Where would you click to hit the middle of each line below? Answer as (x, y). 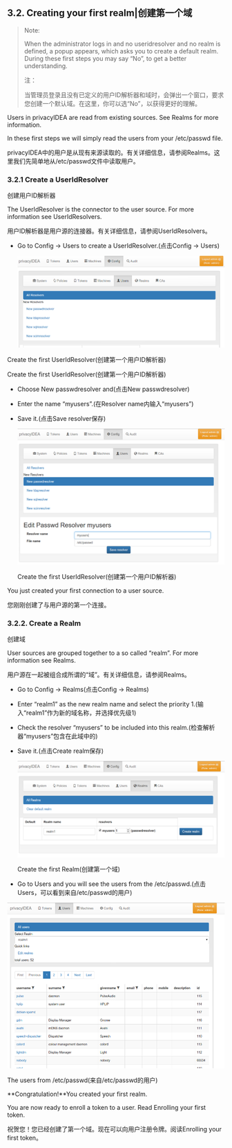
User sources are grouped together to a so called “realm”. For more (103, 653)
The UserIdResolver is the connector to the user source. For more (101, 209)
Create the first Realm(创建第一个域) (69, 869)
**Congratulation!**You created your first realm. (77, 1094)
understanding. (46, 66)
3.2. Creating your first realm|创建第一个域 (100, 13)
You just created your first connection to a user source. (86, 590)
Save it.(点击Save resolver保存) (61, 419)
